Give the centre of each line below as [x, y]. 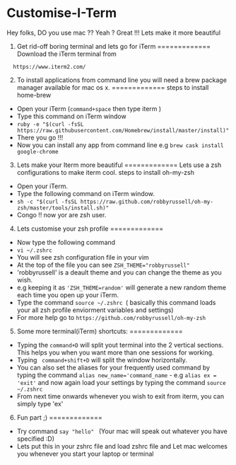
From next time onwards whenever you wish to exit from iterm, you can [120, 396]
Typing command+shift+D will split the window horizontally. [102, 360]
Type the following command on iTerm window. [85, 193]
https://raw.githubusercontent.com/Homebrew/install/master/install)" [123, 130]
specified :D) [35, 438]
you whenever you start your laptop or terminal [85, 454]
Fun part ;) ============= [60, 417]
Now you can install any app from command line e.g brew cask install [120, 145]
